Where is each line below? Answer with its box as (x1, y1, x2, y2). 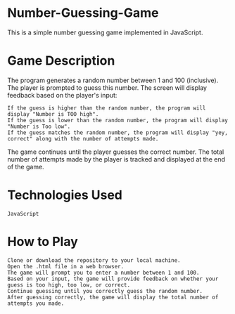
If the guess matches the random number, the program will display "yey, (7, 129, 229, 136)
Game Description (7, 53, 115, 69)
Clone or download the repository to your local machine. (7, 256, 181, 264)
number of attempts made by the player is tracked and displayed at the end (7, 155, 226, 163)
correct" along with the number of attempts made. (7, 135, 159, 142)
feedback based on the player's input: (7, 91, 118, 99)
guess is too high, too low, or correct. (7, 281, 131, 289)
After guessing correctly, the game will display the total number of (7, 294, 219, 301)
